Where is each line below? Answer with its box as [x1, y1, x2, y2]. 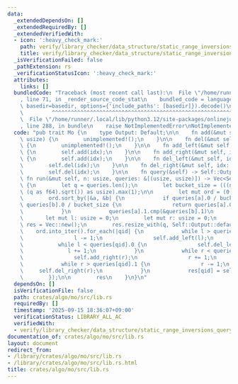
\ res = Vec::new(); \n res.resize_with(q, [20, 221, 170, 228]
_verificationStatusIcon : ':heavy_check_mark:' [13, 69, 157, 77]
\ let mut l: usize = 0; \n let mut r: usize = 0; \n [20, 215, 217, 222]
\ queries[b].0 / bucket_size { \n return [20, 201, 192, 209]
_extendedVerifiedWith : [13, 30, 84, 38]
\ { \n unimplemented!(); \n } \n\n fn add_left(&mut [20, 142, 214, 149]
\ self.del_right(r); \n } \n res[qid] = [20, 267, 220, 274]
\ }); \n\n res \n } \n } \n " [20, 273, 147, 281]
